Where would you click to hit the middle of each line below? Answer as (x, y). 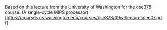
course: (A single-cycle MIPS (35, 12)
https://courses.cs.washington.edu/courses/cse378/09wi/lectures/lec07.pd (84, 17)
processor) (77, 12)
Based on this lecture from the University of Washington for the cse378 (78, 7)
